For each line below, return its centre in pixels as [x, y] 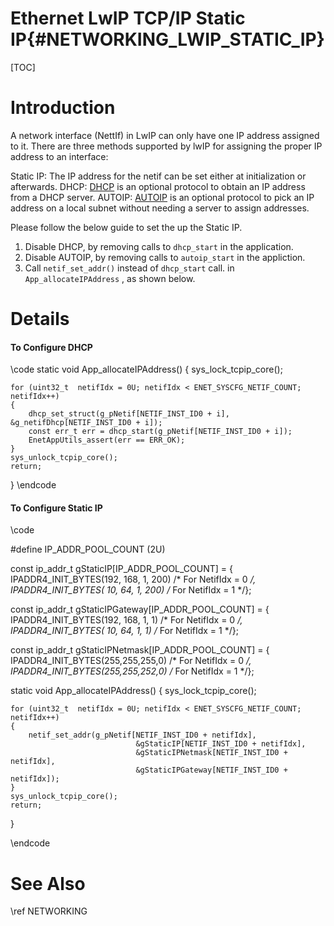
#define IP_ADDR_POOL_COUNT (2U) [88, 549]
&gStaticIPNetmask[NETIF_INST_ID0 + [211, 753]
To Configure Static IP [56, 508]
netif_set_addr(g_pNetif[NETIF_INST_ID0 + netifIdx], [142, 735]
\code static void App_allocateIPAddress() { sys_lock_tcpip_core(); [146, 369]
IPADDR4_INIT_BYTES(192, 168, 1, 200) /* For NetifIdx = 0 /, [133, 579]
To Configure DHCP [51, 347]
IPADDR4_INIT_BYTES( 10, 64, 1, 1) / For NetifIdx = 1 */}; [124, 631]
